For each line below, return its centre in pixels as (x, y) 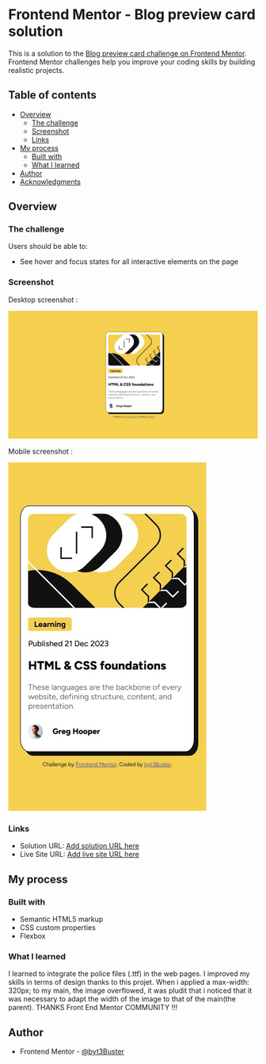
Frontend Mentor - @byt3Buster (72, 1051)
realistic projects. (36, 70)
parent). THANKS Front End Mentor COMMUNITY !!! (93, 1008)
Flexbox (32, 936)
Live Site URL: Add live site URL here (80, 855)
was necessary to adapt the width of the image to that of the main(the (122, 999)
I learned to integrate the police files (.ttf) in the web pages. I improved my (129, 974)
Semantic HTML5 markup (61, 919)
